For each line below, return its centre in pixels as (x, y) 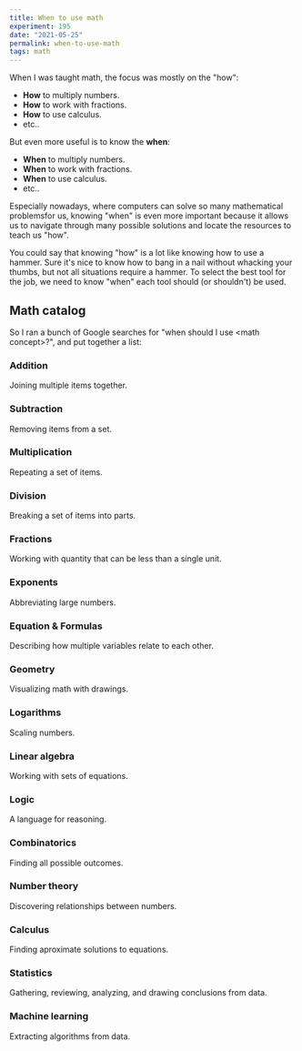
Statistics (31, 973)
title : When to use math (56, 18)
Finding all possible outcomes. (66, 863)
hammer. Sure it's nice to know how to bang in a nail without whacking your (151, 263)
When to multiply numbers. (74, 159)
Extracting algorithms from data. (70, 1036)
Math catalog (48, 310)
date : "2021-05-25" (46, 35)
